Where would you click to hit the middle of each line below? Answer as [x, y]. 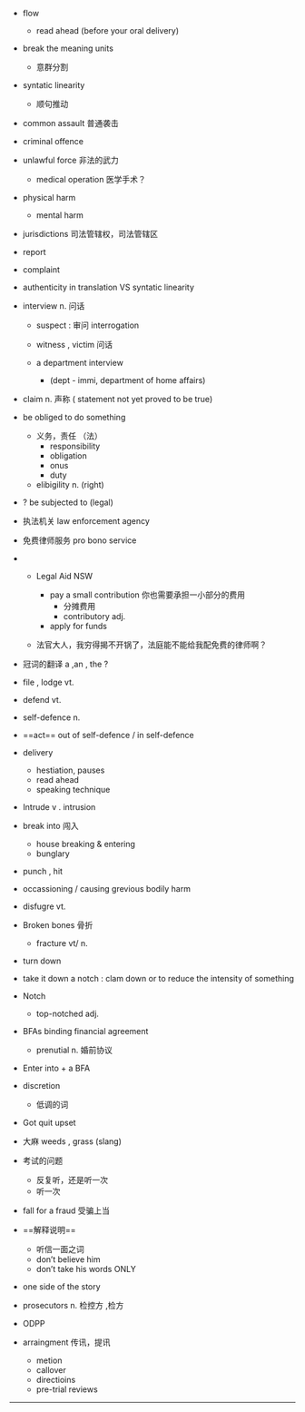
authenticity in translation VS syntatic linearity [108, 287]
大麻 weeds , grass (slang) [72, 1141]
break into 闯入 [50, 826]
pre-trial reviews [67, 1389]
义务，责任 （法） [69, 436]
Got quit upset [49, 1122]
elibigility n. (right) [70, 484]
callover [51, 1370]
